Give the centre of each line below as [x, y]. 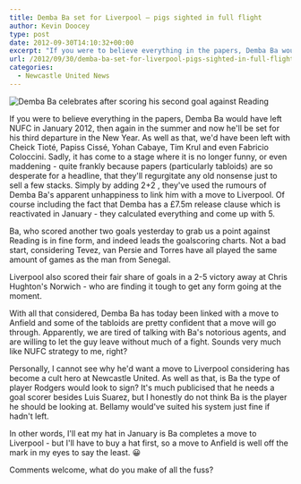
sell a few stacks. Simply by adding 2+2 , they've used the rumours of [138, 185]
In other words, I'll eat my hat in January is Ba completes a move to [133, 433]
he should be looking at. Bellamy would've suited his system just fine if [140, 406]
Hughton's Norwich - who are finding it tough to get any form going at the [146, 286]
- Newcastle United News [64, 76]
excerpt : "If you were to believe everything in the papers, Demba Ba [144, 51]
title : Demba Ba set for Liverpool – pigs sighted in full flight [136, 17]
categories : [31, 68]
